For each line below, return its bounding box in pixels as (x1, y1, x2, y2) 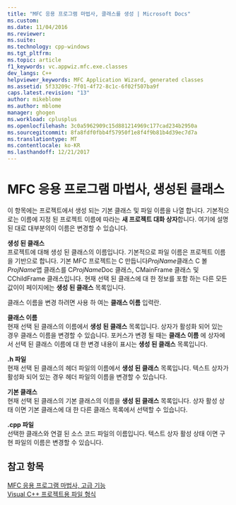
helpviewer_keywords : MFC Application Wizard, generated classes (7, 76, 203, 84)
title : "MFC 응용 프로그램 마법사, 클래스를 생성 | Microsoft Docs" (7, 10, 191, 18)
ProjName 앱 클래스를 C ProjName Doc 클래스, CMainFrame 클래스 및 (7, 265, 199, 273)
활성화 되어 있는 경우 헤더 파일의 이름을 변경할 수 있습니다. (7, 373, 167, 381)
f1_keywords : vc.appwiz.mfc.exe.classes (7, 63, 129, 70)
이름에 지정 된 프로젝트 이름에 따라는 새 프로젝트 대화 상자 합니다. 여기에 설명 (20, 215, 229, 223)
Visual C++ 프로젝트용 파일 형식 (7, 489, 97, 498)
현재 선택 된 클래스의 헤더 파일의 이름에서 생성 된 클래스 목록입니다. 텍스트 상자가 (7, 363, 229, 372)
